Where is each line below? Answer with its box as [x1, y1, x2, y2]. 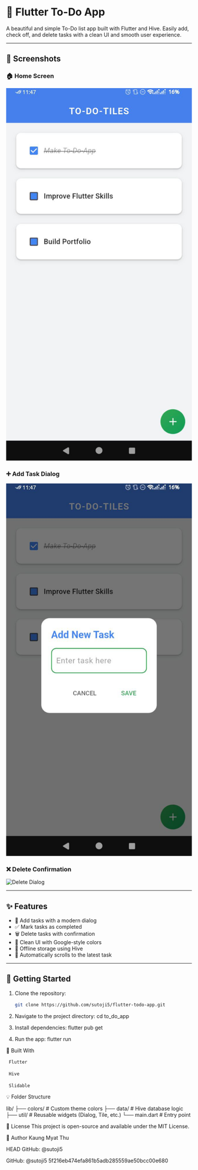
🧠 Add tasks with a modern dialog [14, 917, 97, 924]
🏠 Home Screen [6, 72, 54, 80]
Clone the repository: [14, 990, 67, 997]
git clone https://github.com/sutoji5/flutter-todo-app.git [14, 1002, 166, 1007]
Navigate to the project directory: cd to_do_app [14, 1012, 130, 1019]
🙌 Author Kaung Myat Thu [6, 1134, 70, 1141]
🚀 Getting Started [6, 974, 71, 984]
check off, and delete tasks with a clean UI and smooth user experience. [6, 31, 181, 38]
